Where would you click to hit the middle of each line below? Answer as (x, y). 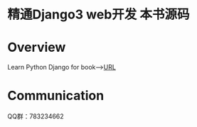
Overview (37, 48)
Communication (56, 96)
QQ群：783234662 (36, 116)
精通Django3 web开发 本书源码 (98, 15)
